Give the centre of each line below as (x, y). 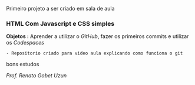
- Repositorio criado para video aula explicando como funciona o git (95, 53)
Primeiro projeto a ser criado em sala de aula (60, 8)
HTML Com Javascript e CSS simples (60, 23)
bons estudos (23, 64)
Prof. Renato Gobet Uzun (37, 76)
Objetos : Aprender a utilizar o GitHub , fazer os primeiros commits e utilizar (97, 36)
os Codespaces (25, 43)
